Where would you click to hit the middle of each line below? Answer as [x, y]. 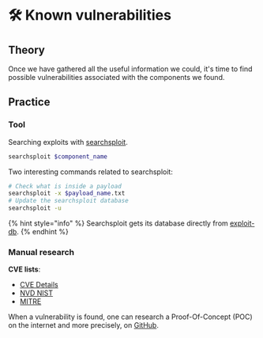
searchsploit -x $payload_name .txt [67, 194]
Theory [27, 49]
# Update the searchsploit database [68, 201]
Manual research [41, 252]
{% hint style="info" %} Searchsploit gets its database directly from [118, 223]
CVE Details [39, 285]
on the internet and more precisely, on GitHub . [84, 325]
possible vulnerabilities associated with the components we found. [116, 77]
